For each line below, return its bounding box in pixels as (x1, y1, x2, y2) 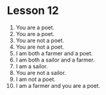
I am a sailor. (15, 62, 48, 70)
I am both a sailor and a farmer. (15, 56, 95, 63)
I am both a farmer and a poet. (15, 49, 93, 57)
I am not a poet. (15, 76, 56, 83)
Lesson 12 (7, 4, 59, 18)
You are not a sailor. (15, 69, 66, 76)
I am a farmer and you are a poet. (15, 82, 100, 89)
